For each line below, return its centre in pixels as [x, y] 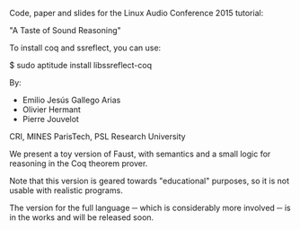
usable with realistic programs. [66, 190]
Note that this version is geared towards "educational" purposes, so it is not [150, 181]
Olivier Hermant [51, 110]
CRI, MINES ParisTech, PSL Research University [97, 137]
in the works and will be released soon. [82, 217]
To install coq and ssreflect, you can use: [85, 48]
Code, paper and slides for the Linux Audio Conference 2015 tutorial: [137, 13]
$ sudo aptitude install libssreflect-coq [81, 65]
